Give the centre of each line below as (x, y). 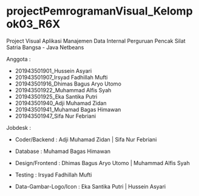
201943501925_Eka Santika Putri (56, 96)
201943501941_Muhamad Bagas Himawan (68, 109)
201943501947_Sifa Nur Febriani (55, 116)
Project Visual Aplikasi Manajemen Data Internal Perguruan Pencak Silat (96, 41)
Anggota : (19, 59)
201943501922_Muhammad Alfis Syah (63, 90)
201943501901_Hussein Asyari (53, 70)
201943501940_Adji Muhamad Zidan (61, 103)
